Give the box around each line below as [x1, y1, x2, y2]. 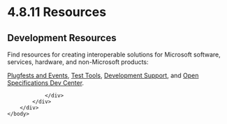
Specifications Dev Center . [7, 79, 85, 87]
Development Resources [7, 32, 117, 44]
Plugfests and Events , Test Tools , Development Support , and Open [7, 71, 199, 79]
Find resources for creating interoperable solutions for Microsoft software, [7, 50, 221, 59]
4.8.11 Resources [7, 4, 107, 20]
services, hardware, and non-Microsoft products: [7, 58, 149, 66]
